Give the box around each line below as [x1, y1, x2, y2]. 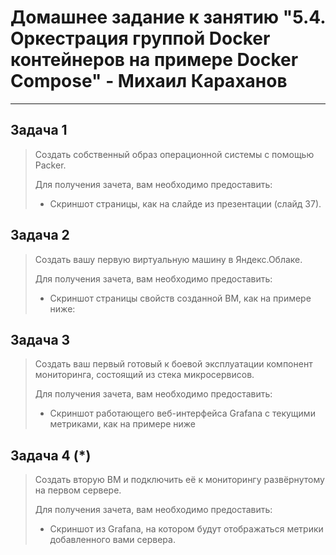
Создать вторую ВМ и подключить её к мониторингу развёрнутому [34, 474, 325, 486]
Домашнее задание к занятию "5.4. [10, 6, 326, 29]
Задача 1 [10, 122, 68, 139]
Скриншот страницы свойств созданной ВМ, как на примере [49, 292, 312, 304]
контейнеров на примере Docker [10, 49, 299, 71]
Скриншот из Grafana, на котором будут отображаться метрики [49, 523, 324, 535]
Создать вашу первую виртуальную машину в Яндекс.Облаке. [34, 253, 303, 265]
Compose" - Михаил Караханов [10, 70, 288, 93]
